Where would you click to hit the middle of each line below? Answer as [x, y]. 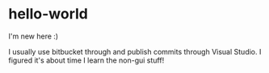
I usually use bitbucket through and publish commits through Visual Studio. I [135, 51]
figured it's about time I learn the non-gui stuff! [86, 60]
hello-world [48, 14]
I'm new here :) [34, 36]
